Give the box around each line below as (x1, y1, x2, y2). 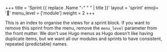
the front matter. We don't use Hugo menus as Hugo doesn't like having (5, 30, 153, 36)
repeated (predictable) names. (5, 41, 68, 47)
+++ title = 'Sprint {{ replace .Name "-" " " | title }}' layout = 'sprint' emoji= (5, 5, 159, 10)
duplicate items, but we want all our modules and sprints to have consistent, (5, 35, 162, 41)
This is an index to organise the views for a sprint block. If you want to (5, 20, 150, 25)
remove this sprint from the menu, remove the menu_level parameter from (5, 25, 157, 31)
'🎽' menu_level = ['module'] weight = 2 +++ (5, 10, 95, 16)
